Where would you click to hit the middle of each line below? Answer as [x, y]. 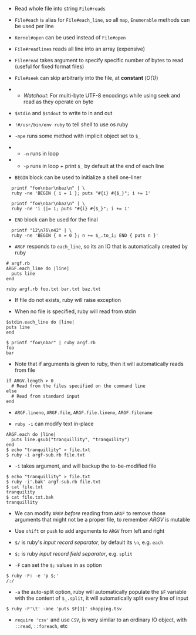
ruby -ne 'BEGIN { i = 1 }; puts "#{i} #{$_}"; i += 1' [81, 193]
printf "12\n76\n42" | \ [42, 230]
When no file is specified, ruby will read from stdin [75, 311]
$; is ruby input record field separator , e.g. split [74, 554]
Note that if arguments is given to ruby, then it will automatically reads [99, 364]
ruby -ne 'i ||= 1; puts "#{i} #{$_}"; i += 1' [71, 209]
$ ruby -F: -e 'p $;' [33, 576]
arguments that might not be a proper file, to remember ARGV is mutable [102, 520]
